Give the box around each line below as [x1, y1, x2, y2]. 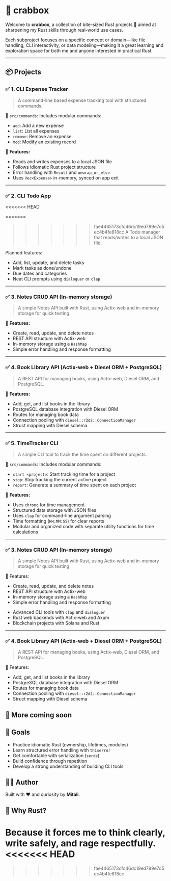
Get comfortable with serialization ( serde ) [12, 752, 100, 759]
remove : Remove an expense [12, 133, 72, 139]
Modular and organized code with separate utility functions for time [12, 523, 154, 529]
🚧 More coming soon [5, 711, 72, 719]
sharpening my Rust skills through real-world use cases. [5, 27, 123, 33]
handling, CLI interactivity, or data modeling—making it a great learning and [5, 42, 164, 48]
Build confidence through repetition [12, 758, 88, 764]
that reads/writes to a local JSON [94, 234, 164, 240]
